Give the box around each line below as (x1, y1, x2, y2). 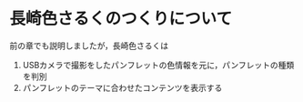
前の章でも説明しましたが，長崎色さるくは (9, 40, 169, 51)
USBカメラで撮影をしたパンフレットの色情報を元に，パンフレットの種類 (22, 59, 295, 70)
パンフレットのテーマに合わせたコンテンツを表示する (22, 82, 223, 93)
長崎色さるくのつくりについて (9, 8, 233, 29)
